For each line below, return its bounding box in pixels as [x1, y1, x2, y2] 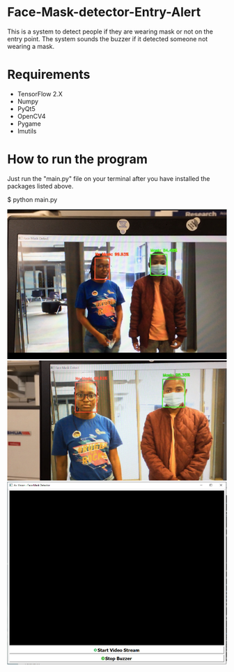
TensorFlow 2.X [17, 89, 63, 98]
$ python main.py [7, 195, 58, 203]
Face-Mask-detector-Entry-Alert [7, 4, 201, 20]
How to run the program [7, 152, 148, 168]
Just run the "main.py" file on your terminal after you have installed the [7, 174, 210, 182]
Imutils [17, 126, 37, 135]
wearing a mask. [7, 42, 54, 50]
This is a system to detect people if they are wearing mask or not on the [7, 27, 214, 36]
